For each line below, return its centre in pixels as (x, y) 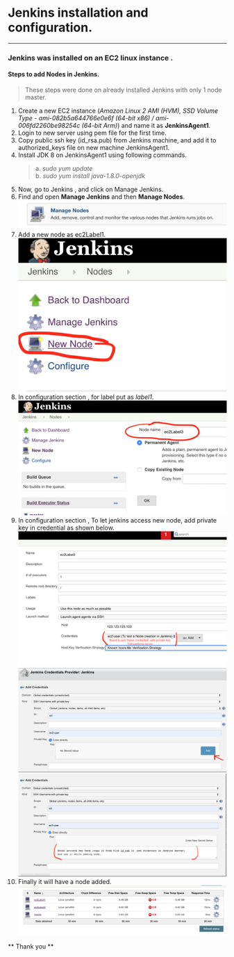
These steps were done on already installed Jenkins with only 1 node (123, 90)
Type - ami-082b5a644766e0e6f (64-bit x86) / (86, 118)
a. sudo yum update (64, 169)
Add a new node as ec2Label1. (62, 235)
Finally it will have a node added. (65, 882)
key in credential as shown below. (66, 528)
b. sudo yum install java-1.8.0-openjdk (90, 176)
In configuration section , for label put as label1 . (86, 397)
